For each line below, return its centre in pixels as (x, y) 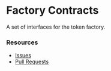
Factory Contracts (52, 10)
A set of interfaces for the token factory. (56, 27)
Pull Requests (32, 62)
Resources (22, 42)
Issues (23, 55)
